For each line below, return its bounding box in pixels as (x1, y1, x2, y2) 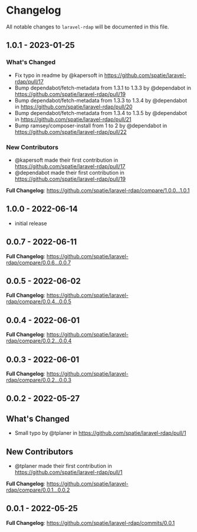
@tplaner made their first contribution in (14, 463, 112, 469)
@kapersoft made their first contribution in (14, 156, 119, 164)
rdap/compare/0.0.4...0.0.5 (6, 298, 72, 305)
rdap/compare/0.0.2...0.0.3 (6, 376, 72, 383)
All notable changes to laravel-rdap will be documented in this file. (6, 23, 169, 30)
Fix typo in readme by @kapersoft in (14, 72, 103, 79)
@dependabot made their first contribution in (14, 169, 125, 176)
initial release (14, 220, 47, 227)
